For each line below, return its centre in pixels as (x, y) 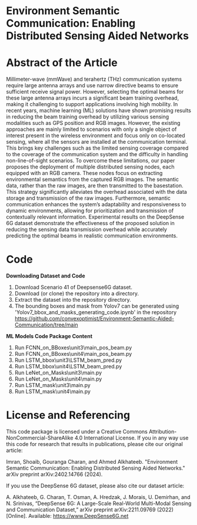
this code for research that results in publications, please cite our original (95, 444)
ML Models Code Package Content (49, 336)
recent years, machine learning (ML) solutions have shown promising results (98, 111)
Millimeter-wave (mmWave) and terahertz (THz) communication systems (94, 79)
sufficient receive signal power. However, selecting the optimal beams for (95, 92)
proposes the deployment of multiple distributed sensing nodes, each (90, 167)
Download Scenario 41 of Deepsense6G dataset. (73, 288)
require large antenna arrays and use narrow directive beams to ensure (92, 85)
